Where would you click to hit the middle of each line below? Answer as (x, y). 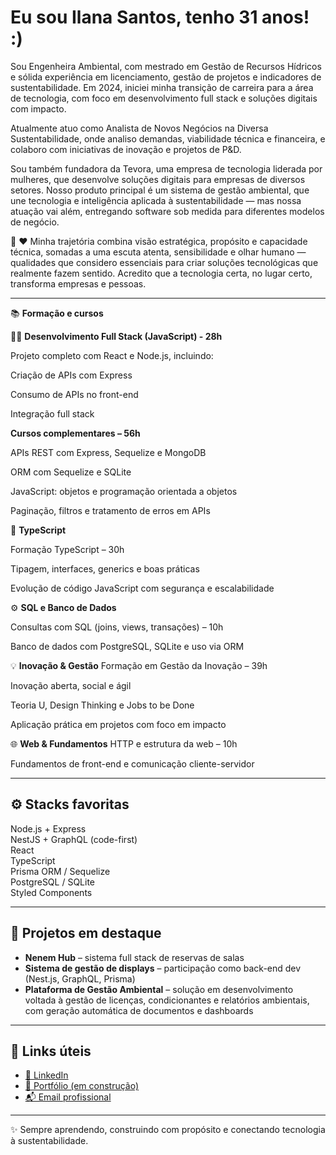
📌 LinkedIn (46, 1075)
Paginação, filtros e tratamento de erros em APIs (110, 510)
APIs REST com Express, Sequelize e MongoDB (108, 452)
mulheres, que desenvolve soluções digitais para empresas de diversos (158, 179)
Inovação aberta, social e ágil (71, 685)
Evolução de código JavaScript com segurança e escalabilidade (142, 588)
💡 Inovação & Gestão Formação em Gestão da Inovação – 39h (139, 665)
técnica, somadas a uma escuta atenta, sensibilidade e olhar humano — (158, 252)
